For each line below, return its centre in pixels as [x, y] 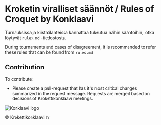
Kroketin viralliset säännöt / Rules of [80, 9]
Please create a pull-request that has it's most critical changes [74, 88]
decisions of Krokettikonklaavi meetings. [52, 98]
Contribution [25, 67]
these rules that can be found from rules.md [49, 52]
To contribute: [19, 79]
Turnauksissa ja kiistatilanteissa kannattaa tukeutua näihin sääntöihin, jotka [80, 32]
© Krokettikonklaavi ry [27, 117]
